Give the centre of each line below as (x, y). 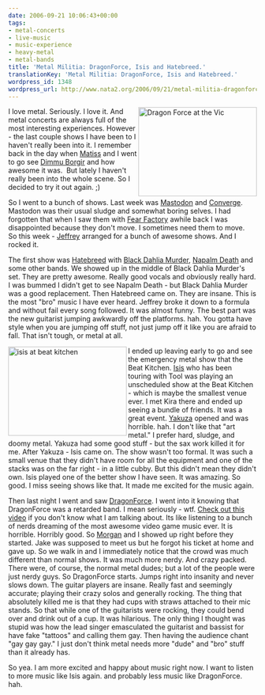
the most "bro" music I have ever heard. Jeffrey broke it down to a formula (129, 302)
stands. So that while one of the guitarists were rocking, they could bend (126, 610)
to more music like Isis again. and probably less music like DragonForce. (125, 676)
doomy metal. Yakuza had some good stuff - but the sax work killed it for (127, 443)
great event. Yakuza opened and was (188, 418)
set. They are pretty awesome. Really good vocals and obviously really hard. (132, 277)
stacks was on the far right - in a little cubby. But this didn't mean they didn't (132, 469)
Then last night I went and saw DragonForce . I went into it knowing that (124, 501)
